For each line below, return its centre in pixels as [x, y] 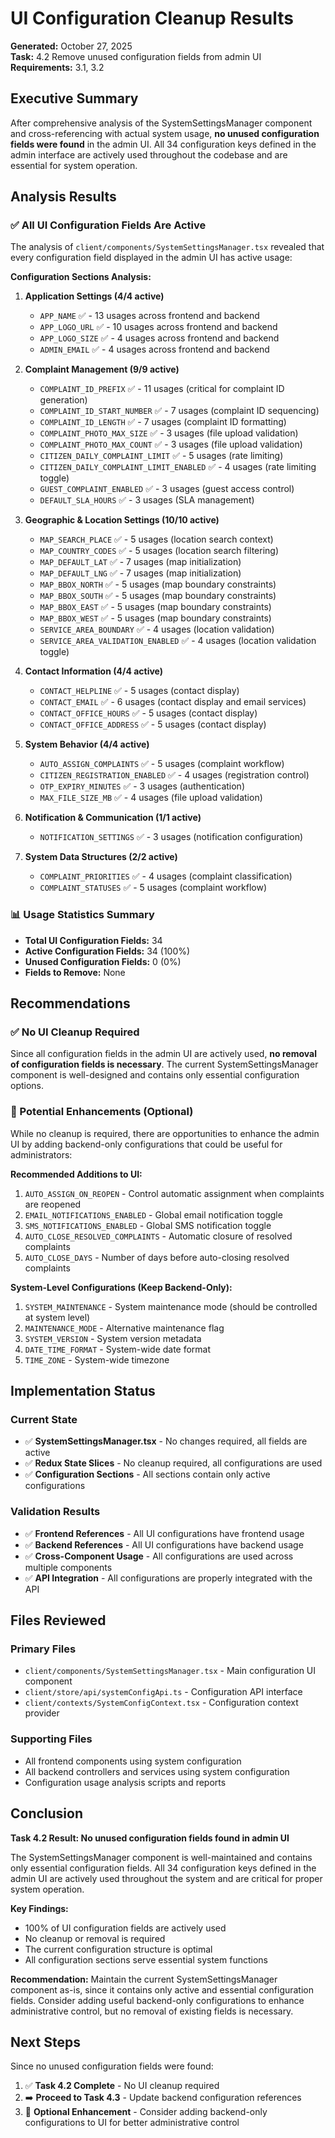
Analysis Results [63, 197]
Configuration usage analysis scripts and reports [125, 1782]
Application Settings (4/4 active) [94, 296]
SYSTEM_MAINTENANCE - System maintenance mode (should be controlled [171, 1306]
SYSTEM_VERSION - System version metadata [113, 1338]
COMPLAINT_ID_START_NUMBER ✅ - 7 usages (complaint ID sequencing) [179, 411]
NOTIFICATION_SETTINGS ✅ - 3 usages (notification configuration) [171, 837]
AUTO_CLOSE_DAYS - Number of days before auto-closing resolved [157, 1257]
